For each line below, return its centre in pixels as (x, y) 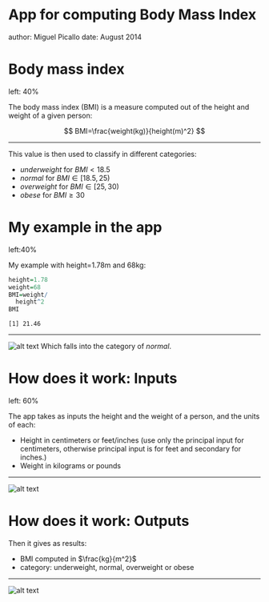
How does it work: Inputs (93, 379)
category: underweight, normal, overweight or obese (107, 568)
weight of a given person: (50, 115)
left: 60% (24, 401)
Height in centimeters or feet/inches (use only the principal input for (132, 440)
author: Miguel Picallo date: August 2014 (75, 37)
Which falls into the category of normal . (106, 347)
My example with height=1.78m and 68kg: (77, 265)
